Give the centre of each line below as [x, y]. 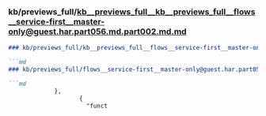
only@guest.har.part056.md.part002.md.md [98, 32]
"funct [97, 106]
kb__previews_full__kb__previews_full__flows [166, 12]
